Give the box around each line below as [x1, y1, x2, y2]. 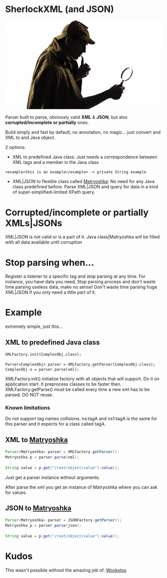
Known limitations [5, 404, 50, 411]
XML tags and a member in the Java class [12, 159, 99, 165]
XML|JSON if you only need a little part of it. [5, 289, 96, 295]
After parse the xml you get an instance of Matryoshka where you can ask [5, 484, 157, 490]
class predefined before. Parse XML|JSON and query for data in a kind [12, 184, 158, 190]
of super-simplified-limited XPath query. [12, 189, 95, 195]
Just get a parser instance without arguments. [5, 474, 100, 480]
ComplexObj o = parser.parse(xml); [5, 367, 79, 372]
